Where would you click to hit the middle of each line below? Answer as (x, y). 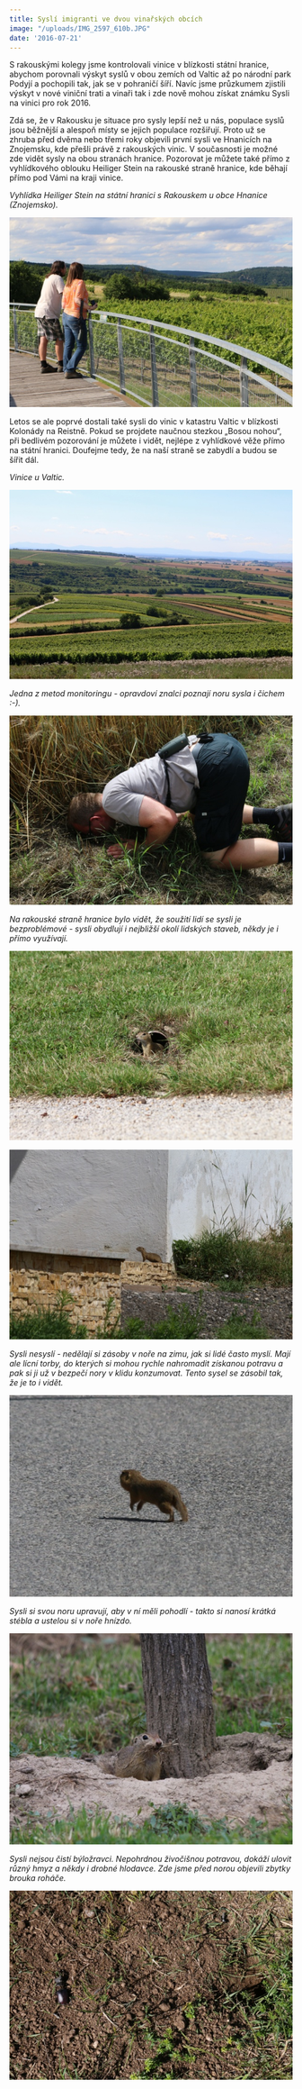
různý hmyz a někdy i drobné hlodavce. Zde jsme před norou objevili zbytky (150, 1868)
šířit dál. (24, 459)
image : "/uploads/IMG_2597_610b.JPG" (80, 28)
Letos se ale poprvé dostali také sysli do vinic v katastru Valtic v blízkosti (144, 421)
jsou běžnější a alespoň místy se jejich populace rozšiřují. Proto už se (138, 130)
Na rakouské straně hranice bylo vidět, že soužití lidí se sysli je (125, 920)
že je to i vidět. (36, 1382)
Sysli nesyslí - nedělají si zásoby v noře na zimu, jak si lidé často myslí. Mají (150, 1353)
